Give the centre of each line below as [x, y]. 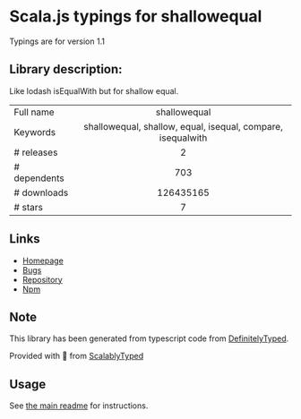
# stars [28, 207]
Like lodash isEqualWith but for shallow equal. [94, 90]
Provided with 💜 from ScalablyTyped [77, 356]
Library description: [66, 69]
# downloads [41, 192]
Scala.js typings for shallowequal [136, 17]
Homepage [43, 261]
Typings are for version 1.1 [57, 41]
